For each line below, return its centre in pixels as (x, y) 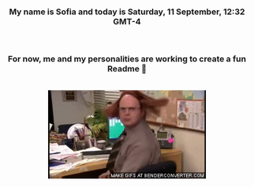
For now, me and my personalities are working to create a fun (127, 59)
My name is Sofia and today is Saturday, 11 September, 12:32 (127, 12)
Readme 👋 (127, 69)
